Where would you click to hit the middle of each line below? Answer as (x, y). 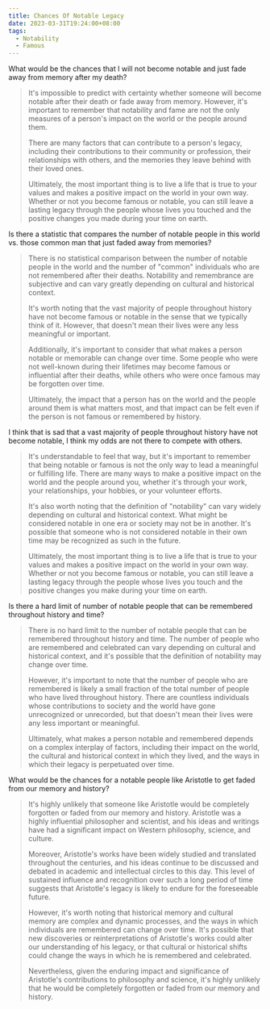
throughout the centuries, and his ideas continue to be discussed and (143, 863)
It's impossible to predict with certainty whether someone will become (145, 93)
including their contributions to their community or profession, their (139, 152)
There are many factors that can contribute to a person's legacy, (135, 143)
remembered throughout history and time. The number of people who (143, 639)
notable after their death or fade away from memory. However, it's (138, 102)
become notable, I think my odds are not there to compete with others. (126, 441)
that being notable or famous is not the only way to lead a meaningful (143, 465)
